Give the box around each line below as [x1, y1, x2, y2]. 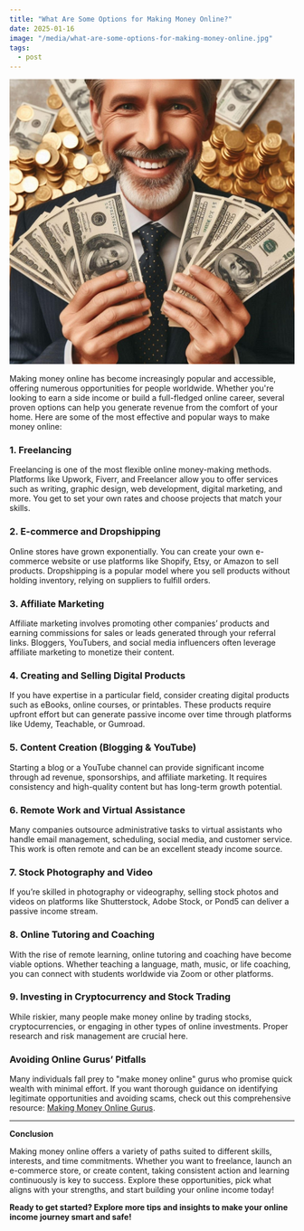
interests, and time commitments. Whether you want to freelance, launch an [9, 1156, 292, 1167]
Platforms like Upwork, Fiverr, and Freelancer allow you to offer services [9, 474, 279, 485]
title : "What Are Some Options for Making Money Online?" [9, 14, 233, 24]
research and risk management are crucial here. [9, 1030, 188, 1041]
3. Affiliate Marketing [9, 597, 105, 610]
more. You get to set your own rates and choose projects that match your [9, 493, 282, 504]
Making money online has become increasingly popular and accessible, [9, 374, 276, 384]
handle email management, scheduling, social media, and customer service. [9, 833, 292, 845]
